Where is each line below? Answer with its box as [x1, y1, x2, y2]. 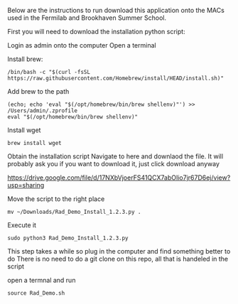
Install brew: [7, 55, 43, 63]
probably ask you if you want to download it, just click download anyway [7, 160, 220, 168]
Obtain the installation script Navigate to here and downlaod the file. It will [7, 152, 224, 161]
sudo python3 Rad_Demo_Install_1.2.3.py [7, 234, 129, 241]
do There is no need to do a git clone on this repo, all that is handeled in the [7, 255, 229, 263]
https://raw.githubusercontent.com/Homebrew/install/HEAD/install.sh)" [7, 75, 224, 82]
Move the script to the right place [7, 195, 105, 203]
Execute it [7, 221, 37, 229]
